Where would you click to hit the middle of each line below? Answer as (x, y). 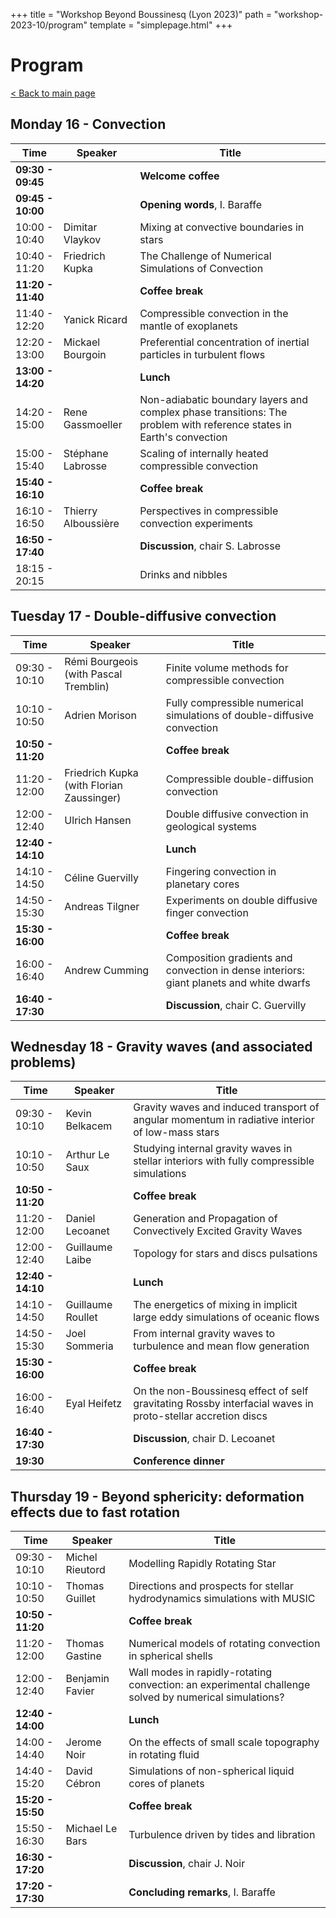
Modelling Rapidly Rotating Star (202, 1564)
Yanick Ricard (95, 319)
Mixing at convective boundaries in (222, 227)
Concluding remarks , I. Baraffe (202, 1892)
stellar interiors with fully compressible (224, 1161)
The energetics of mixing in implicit (215, 1305)
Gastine (83, 1656)
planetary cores (202, 884)
